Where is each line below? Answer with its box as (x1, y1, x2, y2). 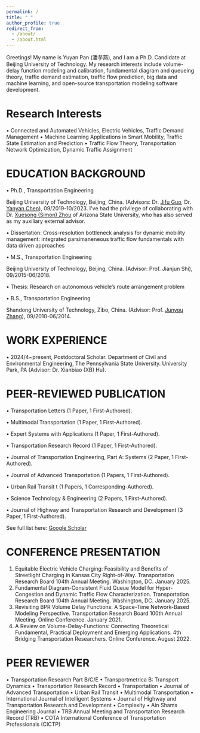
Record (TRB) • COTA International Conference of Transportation (6, 714, 166, 721)
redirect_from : (6, 25, 44, 32)
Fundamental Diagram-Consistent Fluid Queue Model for (14, 584, 155, 591)
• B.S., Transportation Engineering (6, 294, 91, 301)
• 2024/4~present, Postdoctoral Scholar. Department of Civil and (6, 353, 167, 360)
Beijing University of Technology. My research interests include (6, 61, 162, 68)
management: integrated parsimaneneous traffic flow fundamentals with (6, 235, 184, 243)
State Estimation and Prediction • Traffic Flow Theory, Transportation (6, 139, 176, 147)
